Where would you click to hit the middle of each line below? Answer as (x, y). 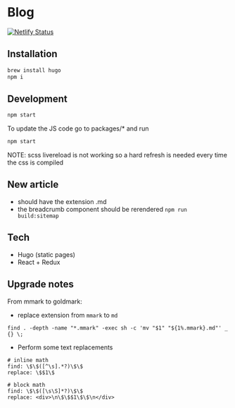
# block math (26, 385)
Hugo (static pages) (46, 254)
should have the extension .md (62, 201)
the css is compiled (36, 162)
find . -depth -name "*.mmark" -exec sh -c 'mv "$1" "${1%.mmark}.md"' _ (118, 328)
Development (38, 98)
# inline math (28, 360)
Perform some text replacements (65, 347)
